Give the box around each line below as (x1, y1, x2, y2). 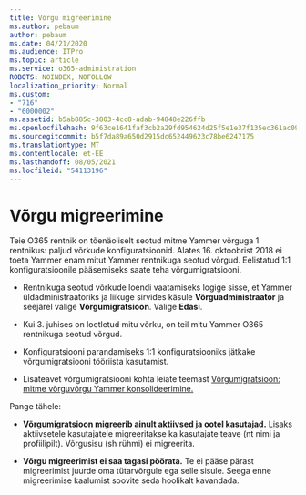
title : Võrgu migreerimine (9, 13, 112, 23)
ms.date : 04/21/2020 (9, 38, 88, 48)
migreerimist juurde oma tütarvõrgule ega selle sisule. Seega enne (22, 466, 271, 477)
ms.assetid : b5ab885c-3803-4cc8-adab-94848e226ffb (9, 115, 206, 124)
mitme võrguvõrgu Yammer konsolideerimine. (22, 384, 194, 395)
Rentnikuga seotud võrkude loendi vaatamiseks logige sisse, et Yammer (22, 282, 293, 293)
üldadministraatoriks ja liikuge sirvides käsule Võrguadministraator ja (22, 292, 285, 303)
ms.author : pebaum (9, 22, 79, 31)
